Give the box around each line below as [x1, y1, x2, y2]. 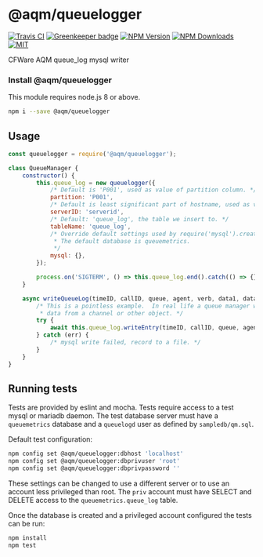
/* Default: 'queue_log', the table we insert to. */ [49, 215, 229, 223]
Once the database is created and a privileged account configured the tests [8, 510, 252, 519]
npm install [8, 533, 47, 542]
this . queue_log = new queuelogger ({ [36, 179, 156, 187]
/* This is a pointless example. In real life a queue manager [36, 302, 250, 310]
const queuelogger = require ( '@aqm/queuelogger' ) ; [8, 150, 177, 158]
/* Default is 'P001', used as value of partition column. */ [49, 186, 258, 194]
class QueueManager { [8, 164, 79, 172]
